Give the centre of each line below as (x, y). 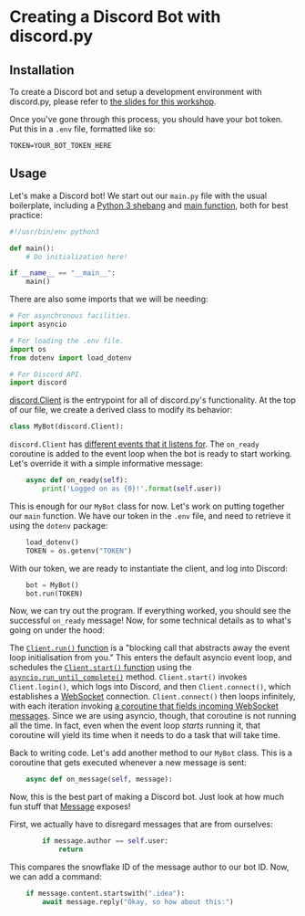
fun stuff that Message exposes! (70, 806)
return (71, 850)
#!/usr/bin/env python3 (55, 232)
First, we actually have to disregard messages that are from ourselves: (141, 825)
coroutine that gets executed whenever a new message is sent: (128, 763)
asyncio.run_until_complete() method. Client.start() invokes (128, 677)
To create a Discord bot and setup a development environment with (136, 92)
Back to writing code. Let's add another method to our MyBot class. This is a (151, 753)
